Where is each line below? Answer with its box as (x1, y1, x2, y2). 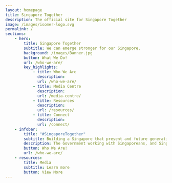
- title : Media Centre (32, 84, 81, 89)
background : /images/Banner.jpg (24, 50, 93, 55)
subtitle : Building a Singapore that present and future (24, 136, 147, 141)
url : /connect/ (37, 121, 70, 127)
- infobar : (14, 127, 38, 132)
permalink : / (5, 27, 33, 32)
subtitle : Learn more (24, 165, 70, 170)
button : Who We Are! (24, 146, 68, 151)
